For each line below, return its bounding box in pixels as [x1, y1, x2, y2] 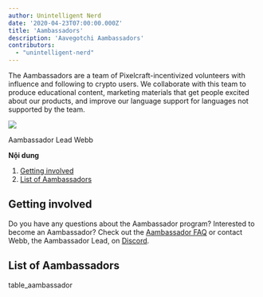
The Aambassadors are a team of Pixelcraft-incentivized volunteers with [8, 71, 245, 80]
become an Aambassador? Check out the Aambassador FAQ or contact [8, 227, 243, 236]
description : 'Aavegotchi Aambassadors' [8, 34, 145, 42]
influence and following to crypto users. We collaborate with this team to [8, 79, 247, 89]
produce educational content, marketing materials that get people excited [8, 88, 249, 97]
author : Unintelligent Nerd [8, 11, 102, 20]
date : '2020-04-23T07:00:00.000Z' [8, 19, 124, 27]
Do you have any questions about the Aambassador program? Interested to [8, 219, 255, 228]
